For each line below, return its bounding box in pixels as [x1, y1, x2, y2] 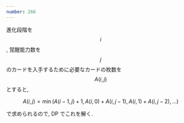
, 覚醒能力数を [6, 46, 41, 53]
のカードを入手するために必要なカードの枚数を [6, 65, 122, 73]
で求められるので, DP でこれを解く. [6, 110, 93, 117]
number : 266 [6, 8, 36, 15]
